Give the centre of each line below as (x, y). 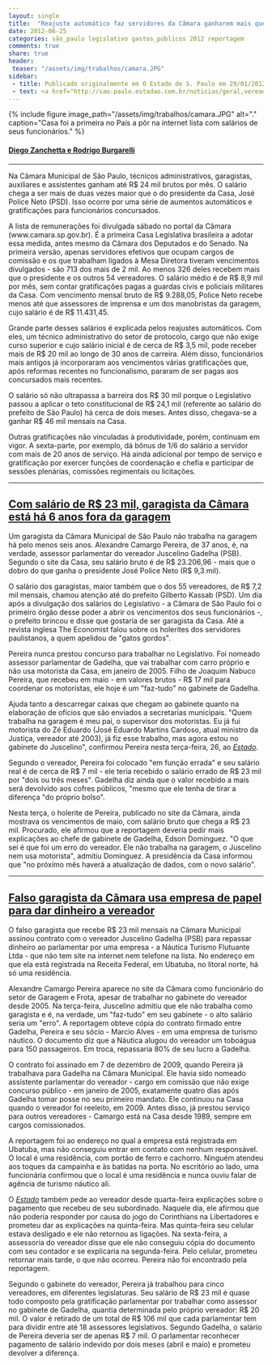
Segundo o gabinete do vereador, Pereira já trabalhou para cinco (117, 1284)
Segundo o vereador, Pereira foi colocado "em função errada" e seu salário (134, 763)
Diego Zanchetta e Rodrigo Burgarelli (72, 150)
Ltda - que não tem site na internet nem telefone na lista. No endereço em (132, 956)
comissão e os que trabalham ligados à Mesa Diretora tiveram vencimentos (134, 260)
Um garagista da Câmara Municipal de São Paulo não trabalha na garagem (133, 537)
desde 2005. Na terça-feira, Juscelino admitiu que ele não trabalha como (131, 1006)
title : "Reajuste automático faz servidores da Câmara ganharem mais (130, 24)
